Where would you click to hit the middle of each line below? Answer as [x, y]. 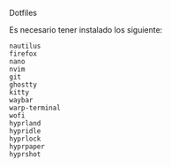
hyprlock [25, 139]
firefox [23, 54]
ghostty [23, 85]
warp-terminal [35, 108]
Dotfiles [23, 13]
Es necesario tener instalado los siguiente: [86, 30]
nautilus [25, 46]
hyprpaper [27, 147]
